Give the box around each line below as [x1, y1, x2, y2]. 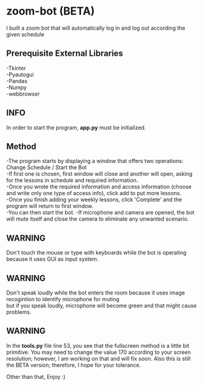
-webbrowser [6, 90, 40, 98]
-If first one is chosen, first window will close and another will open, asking [6, 170, 193, 178]
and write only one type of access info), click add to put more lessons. [6, 190, 182, 197]
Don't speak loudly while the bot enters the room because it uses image [6, 289, 185, 296]
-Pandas [6, 77, 28, 84]
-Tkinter [6, 64, 26, 72]
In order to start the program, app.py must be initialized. [6, 124, 146, 131]
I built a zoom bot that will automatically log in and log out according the [6, 24, 185, 32]
